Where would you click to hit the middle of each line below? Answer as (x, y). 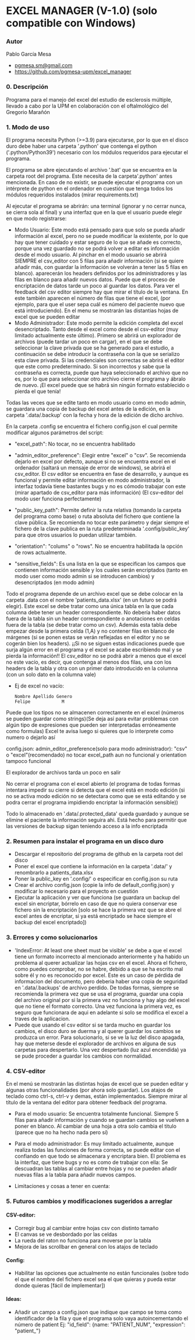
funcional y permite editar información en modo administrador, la (92, 480)
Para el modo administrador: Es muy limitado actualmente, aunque (94, 1144)
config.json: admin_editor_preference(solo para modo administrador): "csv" (97, 749)
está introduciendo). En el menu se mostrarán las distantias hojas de (96, 310)
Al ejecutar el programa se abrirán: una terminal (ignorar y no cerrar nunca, (96, 206)
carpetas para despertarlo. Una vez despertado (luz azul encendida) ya (100, 1049)
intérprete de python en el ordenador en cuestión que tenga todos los (90, 189)
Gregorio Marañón (28, 112)
